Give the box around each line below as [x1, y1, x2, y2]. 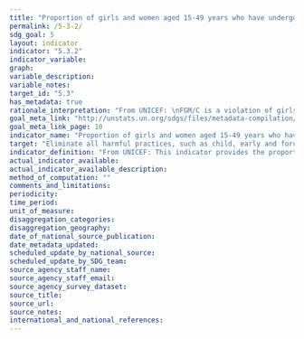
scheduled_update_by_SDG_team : [9, 257, 128, 267]
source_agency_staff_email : [9, 274, 116, 283]
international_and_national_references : [9, 315, 165, 325]
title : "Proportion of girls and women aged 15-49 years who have [9, 13, 265, 23]
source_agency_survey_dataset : [9, 282, 128, 291]
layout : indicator [9, 38, 79, 48]
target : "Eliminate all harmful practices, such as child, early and [9, 139, 278, 148]
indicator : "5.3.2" [9, 47, 83, 56]
